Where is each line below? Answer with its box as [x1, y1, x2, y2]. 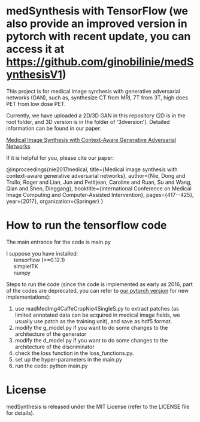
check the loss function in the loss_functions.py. [14, 349, 134, 357]
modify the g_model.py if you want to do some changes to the [14, 324, 168, 331]
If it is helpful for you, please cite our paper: [6, 154, 114, 161]
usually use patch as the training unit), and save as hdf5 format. [14, 317, 172, 324]
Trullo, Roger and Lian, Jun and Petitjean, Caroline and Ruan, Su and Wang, [6, 178, 192, 186]
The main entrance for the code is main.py [6, 238, 111, 245]
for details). [6, 409, 35, 417]
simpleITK [13, 262, 39, 270]
